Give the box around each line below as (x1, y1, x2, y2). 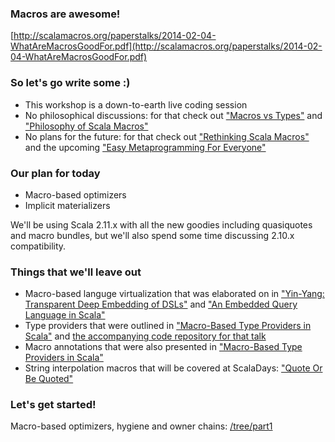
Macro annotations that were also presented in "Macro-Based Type (24, 341, 303, 353)
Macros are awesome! (10, 7, 121, 21)
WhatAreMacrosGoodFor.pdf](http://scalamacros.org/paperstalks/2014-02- (10, 40, 323, 52)
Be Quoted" (24, 373, 74, 385)
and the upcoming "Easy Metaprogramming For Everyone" (24, 141, 267, 153)
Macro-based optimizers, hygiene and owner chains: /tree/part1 (10, 420, 273, 432)
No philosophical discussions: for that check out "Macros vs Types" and (24, 109, 323, 121)
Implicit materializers (24, 199, 111, 211)
